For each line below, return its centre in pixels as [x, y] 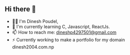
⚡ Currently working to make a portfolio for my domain [69, 39]
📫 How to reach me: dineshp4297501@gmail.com [64, 32]
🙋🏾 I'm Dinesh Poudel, [35, 21]
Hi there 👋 [20, 9]
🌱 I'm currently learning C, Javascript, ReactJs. [61, 26]
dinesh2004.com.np [33, 47]
